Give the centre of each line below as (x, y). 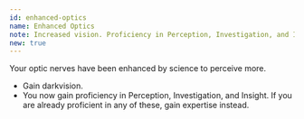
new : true (28, 43)
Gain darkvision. (53, 86)
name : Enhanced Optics (52, 26)
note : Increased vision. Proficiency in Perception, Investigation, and (149, 34)
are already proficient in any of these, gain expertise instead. (136, 105)
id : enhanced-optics (48, 18)
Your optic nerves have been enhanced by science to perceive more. (138, 69)
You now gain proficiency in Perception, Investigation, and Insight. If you (157, 96)
